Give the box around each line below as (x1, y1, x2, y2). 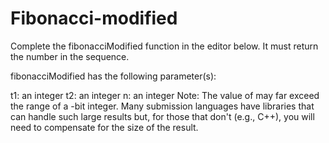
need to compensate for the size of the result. (10, 121, 199, 133)
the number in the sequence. (10, 50, 130, 62)
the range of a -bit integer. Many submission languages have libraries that (10, 100, 315, 112)
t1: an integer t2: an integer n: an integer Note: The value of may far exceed (10, 89, 320, 101)
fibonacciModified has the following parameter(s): (10, 70, 217, 82)
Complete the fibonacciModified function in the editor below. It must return (10, 40, 319, 52)
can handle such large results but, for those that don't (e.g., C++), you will (10, 110, 315, 122)
